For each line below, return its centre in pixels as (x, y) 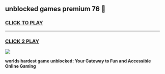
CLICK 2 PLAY (22, 41)
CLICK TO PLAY (24, 23)
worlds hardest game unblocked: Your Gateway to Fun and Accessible (78, 61)
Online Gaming (21, 66)
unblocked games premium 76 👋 (55, 9)
